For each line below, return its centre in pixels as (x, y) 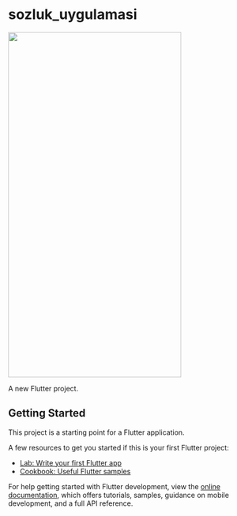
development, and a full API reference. (71, 503)
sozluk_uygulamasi (73, 15)
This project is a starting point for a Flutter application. (96, 432)
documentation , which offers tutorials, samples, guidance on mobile (118, 495)
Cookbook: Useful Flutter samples (75, 471)
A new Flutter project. (43, 388)
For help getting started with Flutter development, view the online (115, 486)
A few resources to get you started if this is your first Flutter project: (118, 447)
